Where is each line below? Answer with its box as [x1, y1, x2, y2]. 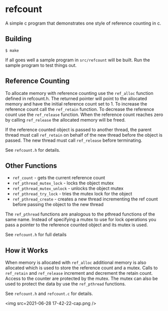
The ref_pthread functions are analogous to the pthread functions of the [5, 211, 155, 217]
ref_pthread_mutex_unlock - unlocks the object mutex [12, 185, 124, 191]
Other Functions [5, 161, 57, 170]
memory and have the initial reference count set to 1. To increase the [5, 100, 147, 107]
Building [5, 35, 32, 43]
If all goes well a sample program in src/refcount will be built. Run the [5, 57, 150, 63]
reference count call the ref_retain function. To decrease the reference [5, 106, 154, 112]
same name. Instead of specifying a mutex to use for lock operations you [5, 217, 156, 223]
